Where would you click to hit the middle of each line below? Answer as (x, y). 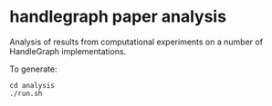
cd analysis (32, 85)
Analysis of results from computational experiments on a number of (136, 42)
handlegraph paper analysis (118, 17)
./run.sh (26, 93)
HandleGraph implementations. (68, 51)
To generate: (33, 69)
